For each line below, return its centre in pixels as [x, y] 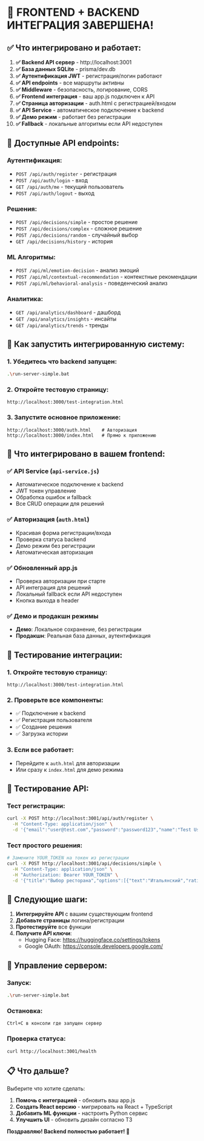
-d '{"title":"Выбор [38, 880]
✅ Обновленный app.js [42, 568]
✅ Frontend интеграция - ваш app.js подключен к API [85, 96]
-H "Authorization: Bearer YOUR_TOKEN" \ [65, 875]
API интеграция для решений [53, 588]
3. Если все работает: [41, 750]
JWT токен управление [46, 491]
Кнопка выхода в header [47, 601]
